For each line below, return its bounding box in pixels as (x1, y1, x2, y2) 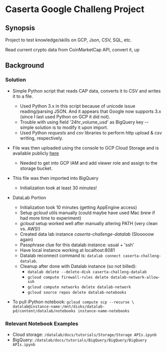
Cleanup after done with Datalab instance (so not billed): (20, 263, 137, 269)
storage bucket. (20, 165, 53, 171)
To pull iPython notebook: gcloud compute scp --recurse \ (12, 299, 134, 305)
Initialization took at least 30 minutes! (20, 185, 97, 191)
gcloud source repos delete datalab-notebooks (27, 290, 127, 295)
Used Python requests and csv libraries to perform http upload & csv (20, 129, 162, 135)
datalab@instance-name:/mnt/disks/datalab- (12, 304, 105, 309)
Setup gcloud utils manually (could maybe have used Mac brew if (20, 209, 155, 216)
